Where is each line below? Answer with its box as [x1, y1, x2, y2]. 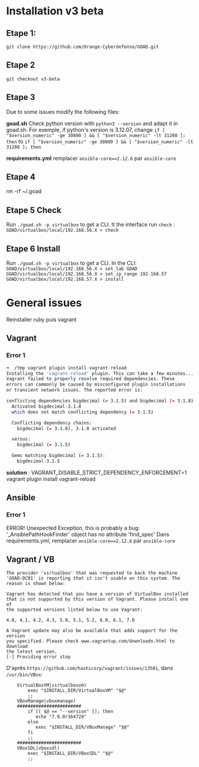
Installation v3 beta [6, 4, 104, 18]
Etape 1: [6, 28, 36, 38]
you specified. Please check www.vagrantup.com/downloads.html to [6, 638, 175, 644]
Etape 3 [6, 92, 36, 102]
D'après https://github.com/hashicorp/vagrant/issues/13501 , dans [6, 665, 173, 672]
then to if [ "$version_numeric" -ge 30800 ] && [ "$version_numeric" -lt [6, 138, 194, 145]
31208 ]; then [6, 144, 42, 150]
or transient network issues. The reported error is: [6, 387, 143, 393]
